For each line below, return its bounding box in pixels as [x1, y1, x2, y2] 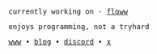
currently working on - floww [8, 7, 129, 16]
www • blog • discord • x [8, 37, 112, 46]
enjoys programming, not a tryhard [8, 23, 150, 31]
